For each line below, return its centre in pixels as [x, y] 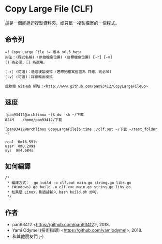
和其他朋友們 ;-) [28, 236]
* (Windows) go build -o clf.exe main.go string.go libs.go [69, 187]
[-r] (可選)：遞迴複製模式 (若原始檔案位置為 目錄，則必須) [59, 72]
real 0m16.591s [21, 142]
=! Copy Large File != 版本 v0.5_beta [43, 52]
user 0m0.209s [20, 146]
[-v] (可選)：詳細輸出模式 [29, 77]
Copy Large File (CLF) [49, 9]
